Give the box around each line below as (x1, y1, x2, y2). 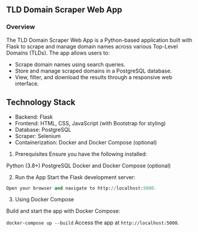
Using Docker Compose (14, 196, 74, 203)
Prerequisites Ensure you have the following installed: (14, 150, 148, 158)
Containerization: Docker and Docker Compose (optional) (14, 138, 157, 146)
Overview (6, 23, 35, 31)
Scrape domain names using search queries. (14, 61, 126, 68)
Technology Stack (6, 97, 76, 107)
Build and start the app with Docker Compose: (6, 207, 121, 215)
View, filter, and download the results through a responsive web (14, 73, 173, 80)
